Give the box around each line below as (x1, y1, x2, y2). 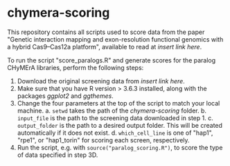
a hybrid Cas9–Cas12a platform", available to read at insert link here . (7, 42, 202, 51)
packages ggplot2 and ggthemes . (17, 92, 114, 100)
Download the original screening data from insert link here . (17, 76, 185, 85)
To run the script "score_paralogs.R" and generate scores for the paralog (7, 56, 216, 64)
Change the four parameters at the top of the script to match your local (17, 99, 220, 107)
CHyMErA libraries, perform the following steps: (7, 63, 144, 72)
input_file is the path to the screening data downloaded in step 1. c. (17, 113, 213, 122)
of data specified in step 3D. (17, 151, 98, 159)
